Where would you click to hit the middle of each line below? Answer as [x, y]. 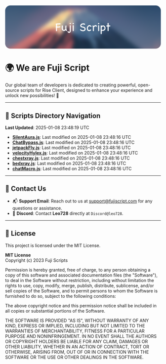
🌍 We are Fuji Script [47, 68]
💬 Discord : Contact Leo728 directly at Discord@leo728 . [68, 213]
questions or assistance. [37, 208]
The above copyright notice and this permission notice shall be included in [81, 305]
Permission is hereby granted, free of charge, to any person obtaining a [78, 270]
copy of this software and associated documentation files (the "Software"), [82, 275]
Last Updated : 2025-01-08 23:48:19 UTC [47, 128]
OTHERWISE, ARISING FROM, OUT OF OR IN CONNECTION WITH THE [77, 352]
